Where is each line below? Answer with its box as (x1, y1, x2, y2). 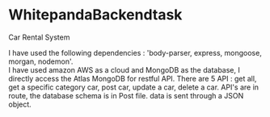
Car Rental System (8, 32, 70, 42)
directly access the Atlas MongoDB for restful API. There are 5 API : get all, (8, 73, 257, 83)
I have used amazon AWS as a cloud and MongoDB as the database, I (8, 65, 241, 74)
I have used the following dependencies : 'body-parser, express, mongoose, (8, 48, 263, 57)
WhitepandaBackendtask (8, 6, 183, 24)
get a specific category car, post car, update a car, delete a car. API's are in (8, 82, 259, 92)
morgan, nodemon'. (8, 56, 74, 66)
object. (8, 99, 32, 109)
